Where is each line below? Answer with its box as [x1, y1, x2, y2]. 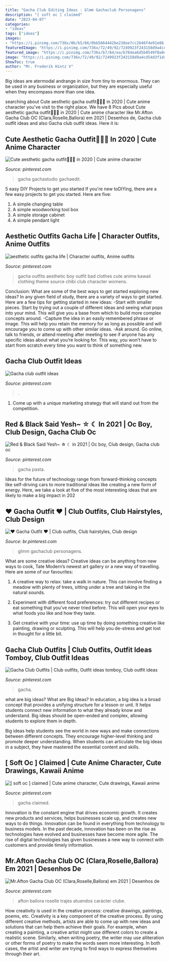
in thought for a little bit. [12, 631, 63, 637]
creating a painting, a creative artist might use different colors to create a [5, 929, 158, 935]
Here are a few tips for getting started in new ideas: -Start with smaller [5, 299, 152, 305]
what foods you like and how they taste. [12, 610, 96, 616]
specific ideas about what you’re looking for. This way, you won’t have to [5, 337, 157, 343]
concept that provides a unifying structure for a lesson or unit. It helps [5, 702, 151, 708]
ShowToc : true [5, 59, 35, 64]
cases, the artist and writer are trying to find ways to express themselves [5, 945, 157, 951]
